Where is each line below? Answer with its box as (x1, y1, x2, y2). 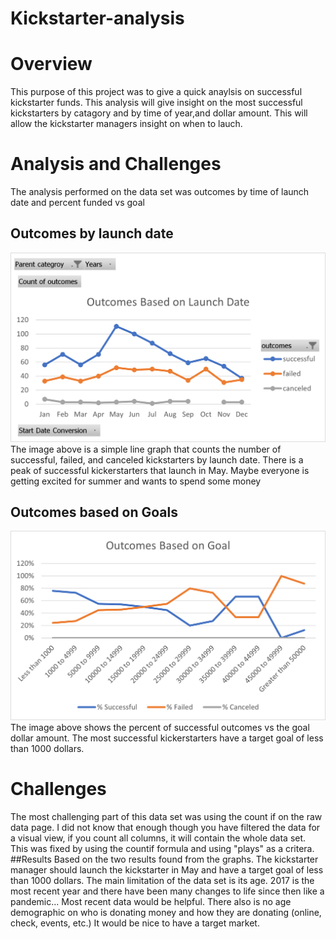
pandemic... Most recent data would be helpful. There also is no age (10, 896, 292, 907)
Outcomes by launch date (10, 225, 174, 242)
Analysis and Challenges (10, 153, 222, 176)
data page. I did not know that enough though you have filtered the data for (10, 822, 321, 833)
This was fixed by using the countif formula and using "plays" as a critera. (10, 843, 315, 854)
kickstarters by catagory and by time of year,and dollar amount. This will (10, 107, 308, 119)
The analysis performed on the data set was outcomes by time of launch (10, 186, 310, 198)
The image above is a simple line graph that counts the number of (10, 443, 282, 455)
